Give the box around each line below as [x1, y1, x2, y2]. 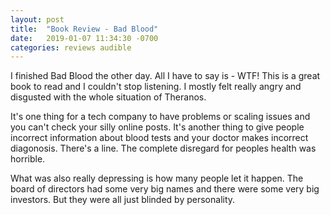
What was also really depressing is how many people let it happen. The [10, 172, 304, 185]
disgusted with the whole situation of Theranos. [10, 91, 207, 103]
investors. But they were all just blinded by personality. [10, 194, 236, 206]
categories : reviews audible [10, 42, 132, 53]
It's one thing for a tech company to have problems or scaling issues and [10, 111, 311, 123]
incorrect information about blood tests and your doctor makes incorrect [10, 132, 309, 144]
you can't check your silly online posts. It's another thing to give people [10, 121, 305, 133]
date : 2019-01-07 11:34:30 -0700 [10, 33, 159, 43]
